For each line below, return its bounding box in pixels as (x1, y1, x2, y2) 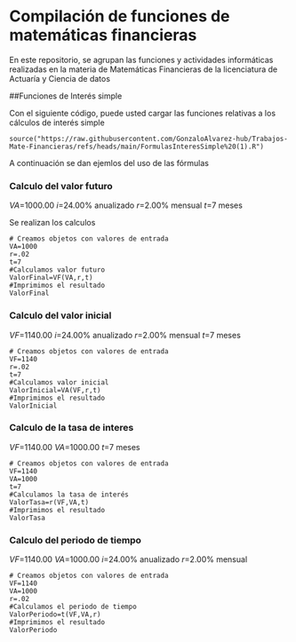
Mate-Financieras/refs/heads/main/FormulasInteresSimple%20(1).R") (9, 142, 265, 151)
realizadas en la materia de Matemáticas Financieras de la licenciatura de (9, 64, 278, 75)
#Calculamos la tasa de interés (9, 490, 129, 499)
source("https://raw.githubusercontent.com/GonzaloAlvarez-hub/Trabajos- (9, 134, 289, 143)
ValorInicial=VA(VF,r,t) (9, 385, 101, 394)
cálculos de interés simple (9, 117, 105, 128)
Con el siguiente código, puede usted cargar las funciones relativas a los (9, 107, 276, 118)
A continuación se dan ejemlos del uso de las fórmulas (9, 157, 210, 168)
